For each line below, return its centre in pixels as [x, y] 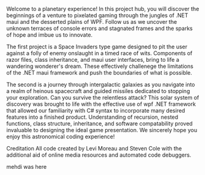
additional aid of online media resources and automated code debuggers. [99, 155]
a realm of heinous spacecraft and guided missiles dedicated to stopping [98, 91]
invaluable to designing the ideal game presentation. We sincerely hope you [102, 130]
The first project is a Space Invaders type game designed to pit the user [97, 47]
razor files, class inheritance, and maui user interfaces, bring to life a [93, 60]
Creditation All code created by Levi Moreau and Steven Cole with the [94, 148]
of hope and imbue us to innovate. [50, 35]
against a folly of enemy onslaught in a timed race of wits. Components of [99, 53]
